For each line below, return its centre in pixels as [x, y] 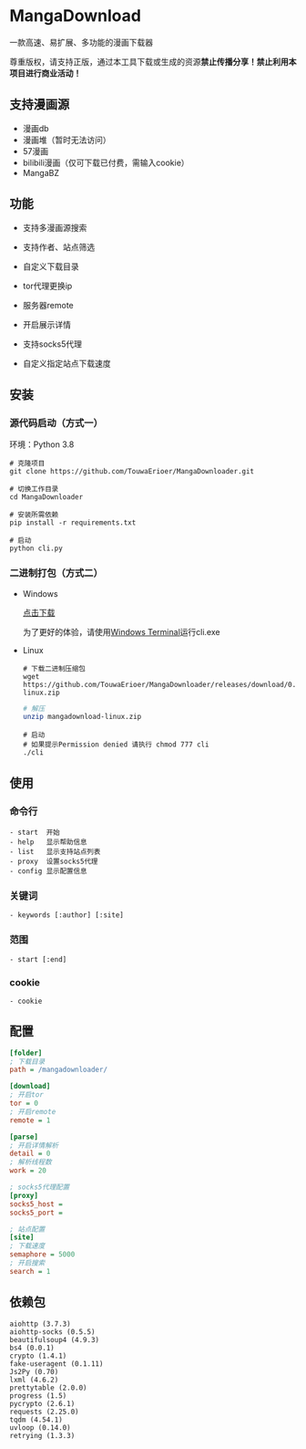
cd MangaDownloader [46, 497]
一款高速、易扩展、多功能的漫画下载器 [81, 42]
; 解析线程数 [31, 1162]
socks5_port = [36, 1213]
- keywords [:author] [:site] [67, 915]
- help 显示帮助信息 [48, 842]
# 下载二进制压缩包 [54, 668]
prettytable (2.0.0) [49, 1388]
